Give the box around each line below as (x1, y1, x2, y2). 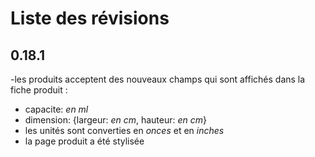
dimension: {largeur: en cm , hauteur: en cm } (24, 114, 207, 126)
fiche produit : (10, 84, 68, 96)
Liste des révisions (10, 7, 170, 30)
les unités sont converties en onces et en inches (24, 125, 225, 136)
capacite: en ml (24, 103, 89, 115)
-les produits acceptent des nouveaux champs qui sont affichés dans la (10, 73, 306, 85)
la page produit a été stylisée (24, 135, 145, 147)
